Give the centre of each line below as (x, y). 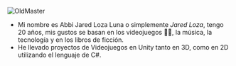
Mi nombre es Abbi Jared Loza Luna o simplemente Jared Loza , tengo (120, 24)
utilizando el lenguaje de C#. (59, 55)
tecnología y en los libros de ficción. (71, 40)
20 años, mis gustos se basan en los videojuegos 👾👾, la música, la (114, 32)
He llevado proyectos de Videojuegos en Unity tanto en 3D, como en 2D (123, 47)
